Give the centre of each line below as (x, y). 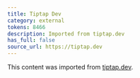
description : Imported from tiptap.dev (66, 34)
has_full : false (31, 40)
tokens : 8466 (27, 27)
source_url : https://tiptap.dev (55, 47)
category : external (36, 21)
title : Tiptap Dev (34, 14)
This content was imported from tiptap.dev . (70, 67)
